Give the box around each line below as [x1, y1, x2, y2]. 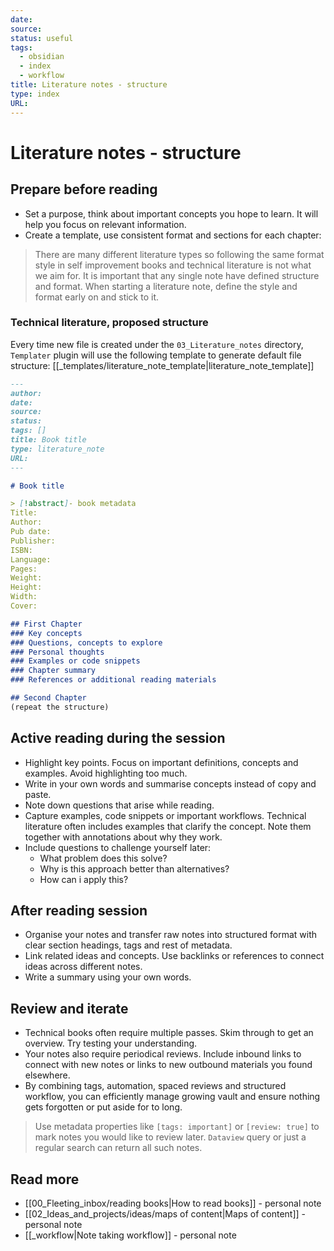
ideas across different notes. [24, 961, 143, 973]
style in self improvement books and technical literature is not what [34, 259, 312, 271]
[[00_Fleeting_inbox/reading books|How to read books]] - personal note [24, 1197, 322, 1210]
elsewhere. [24, 1069, 71, 1081]
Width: [10, 592, 38, 602]
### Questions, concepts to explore [10, 637, 163, 648]
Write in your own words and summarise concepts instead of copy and [24, 777, 317, 790]
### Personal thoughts [10, 647, 105, 657]
